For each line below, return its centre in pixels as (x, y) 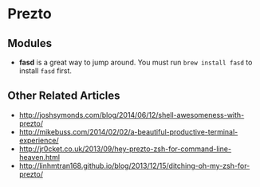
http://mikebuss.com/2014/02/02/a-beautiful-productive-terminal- (128, 131)
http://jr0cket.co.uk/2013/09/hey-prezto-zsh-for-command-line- (125, 149)
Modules (30, 43)
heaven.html (39, 157)
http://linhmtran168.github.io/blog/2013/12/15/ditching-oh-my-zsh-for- (134, 166)
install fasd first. (45, 71)
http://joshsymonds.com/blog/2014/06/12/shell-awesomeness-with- (132, 115)
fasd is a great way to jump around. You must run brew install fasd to (136, 62)
